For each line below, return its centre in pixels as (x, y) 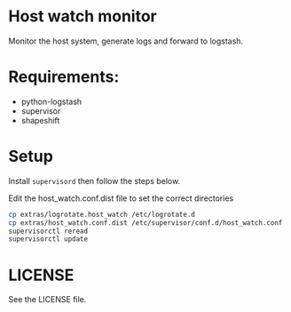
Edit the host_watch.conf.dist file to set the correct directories (121, 198)
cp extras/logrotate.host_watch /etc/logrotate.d (102, 214)
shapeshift (40, 120)
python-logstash (51, 101)
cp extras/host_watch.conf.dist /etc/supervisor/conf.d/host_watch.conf (145, 223)
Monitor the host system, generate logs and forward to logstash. (126, 41)
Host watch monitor (83, 16)
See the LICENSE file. (47, 300)
